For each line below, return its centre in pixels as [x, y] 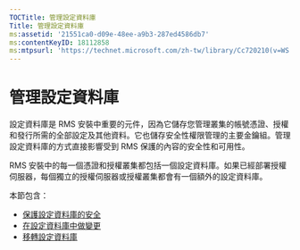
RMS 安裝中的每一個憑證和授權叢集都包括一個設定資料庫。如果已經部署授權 [148, 165]
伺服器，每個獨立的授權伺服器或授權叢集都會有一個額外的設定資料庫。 [138, 177]
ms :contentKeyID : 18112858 [59, 42]
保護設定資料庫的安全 [61, 214]
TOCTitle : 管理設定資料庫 [53, 17]
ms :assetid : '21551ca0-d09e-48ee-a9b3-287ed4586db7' [109, 34]
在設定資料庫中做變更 [61, 226]
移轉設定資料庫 [50, 237]
